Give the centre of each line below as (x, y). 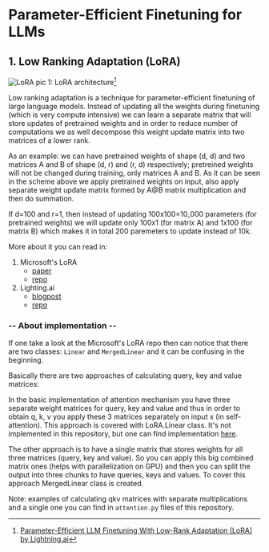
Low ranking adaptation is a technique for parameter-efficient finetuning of (132, 97)
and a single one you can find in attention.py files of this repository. (121, 507)
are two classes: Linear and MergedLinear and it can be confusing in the (127, 351)
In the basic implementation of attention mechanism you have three (119, 400)
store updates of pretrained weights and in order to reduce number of (123, 123)
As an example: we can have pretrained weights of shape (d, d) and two (127, 156)
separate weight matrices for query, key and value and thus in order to (124, 408)
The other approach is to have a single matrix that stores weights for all (126, 449)
